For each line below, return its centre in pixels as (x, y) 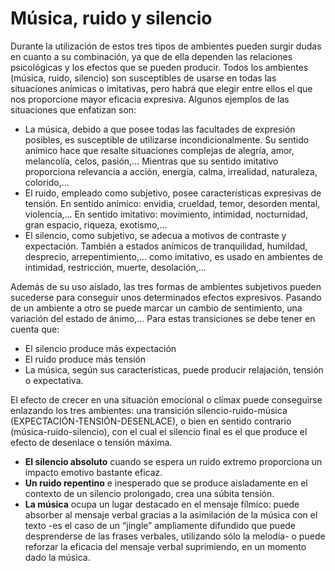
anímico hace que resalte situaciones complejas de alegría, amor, (159, 150)
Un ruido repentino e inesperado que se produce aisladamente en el (166, 483)
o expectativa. (54, 380)
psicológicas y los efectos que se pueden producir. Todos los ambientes (159, 67)
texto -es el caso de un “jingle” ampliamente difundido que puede (160, 525)
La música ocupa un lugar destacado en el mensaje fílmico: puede (162, 504)
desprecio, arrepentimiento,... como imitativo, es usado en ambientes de (173, 256)
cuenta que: (35, 329)
